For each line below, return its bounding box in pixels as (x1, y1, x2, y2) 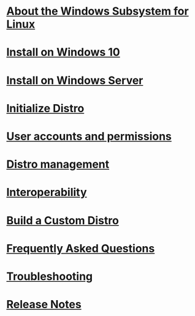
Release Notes (6, 298, 82, 312)
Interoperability (6, 186, 87, 200)
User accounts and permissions (6, 129, 172, 143)
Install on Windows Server (6, 73, 143, 87)
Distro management (6, 157, 110, 171)
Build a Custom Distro (6, 213, 120, 227)
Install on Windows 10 (6, 45, 121, 59)
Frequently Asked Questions (6, 241, 155, 255)
